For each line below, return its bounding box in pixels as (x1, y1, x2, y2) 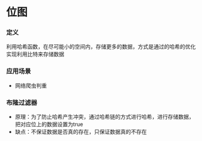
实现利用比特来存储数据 (6, 50, 64, 58)
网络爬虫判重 (14, 82, 47, 89)
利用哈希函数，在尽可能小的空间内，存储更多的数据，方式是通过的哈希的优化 (6, 43, 196, 50)
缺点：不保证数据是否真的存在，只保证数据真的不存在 (14, 128, 147, 136)
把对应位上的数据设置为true (14, 121, 84, 128)
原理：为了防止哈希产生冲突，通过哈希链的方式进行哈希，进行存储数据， (14, 113, 194, 121)
